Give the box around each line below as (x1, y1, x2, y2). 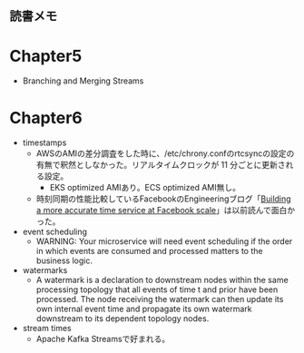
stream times (22, 323, 72, 334)
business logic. (35, 255, 93, 266)
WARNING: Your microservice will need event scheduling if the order (35, 236, 293, 247)
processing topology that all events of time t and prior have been (35, 284, 279, 295)
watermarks (22, 265, 68, 276)
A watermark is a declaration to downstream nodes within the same (35, 275, 289, 286)
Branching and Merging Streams (22, 75, 144, 86)
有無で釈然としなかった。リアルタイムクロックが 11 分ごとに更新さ (35, 160, 286, 171)
